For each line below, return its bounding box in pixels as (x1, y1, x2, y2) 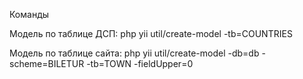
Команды (9, 9, 50, 20)
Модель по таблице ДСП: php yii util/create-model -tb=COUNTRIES (9, 28, 293, 39)
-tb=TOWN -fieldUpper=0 (86, 58, 194, 69)
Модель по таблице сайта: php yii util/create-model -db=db (9, 47, 260, 59)
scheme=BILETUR (9, 58, 85, 69)
